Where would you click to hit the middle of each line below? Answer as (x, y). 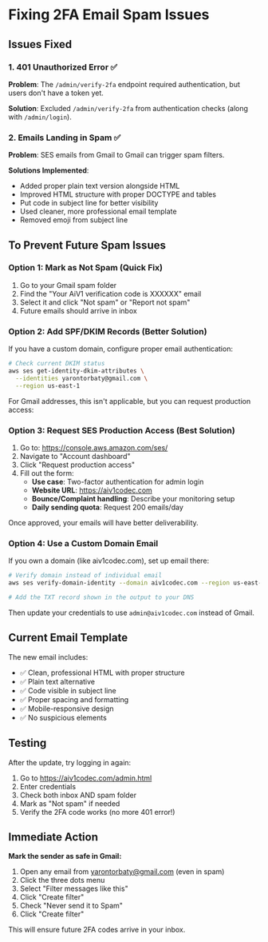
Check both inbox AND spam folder (78, 795)
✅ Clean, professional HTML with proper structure (102, 673)
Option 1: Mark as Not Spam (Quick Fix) (86, 268)
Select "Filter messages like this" (74, 888)
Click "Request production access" (77, 465)
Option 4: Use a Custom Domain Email (83, 543)
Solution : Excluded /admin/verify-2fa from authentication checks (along (128, 108)
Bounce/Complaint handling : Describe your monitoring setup (133, 498)
